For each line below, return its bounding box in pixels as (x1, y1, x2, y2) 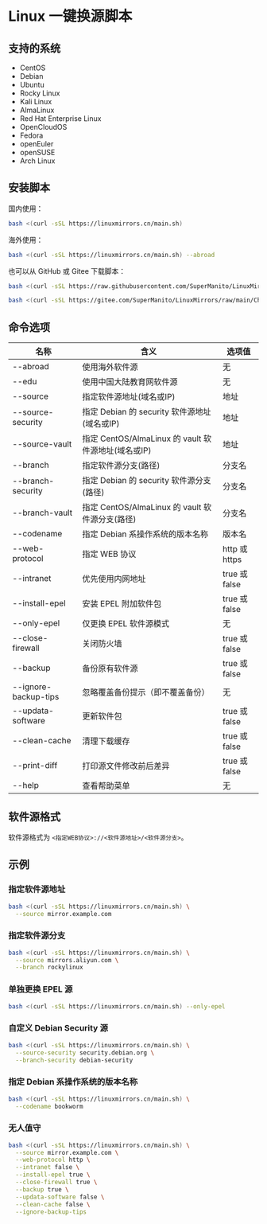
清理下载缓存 (82, 735, 130, 746)
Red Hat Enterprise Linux (19, 114, 102, 123)
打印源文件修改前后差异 (82, 761, 170, 772)
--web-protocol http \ (15, 1156, 91, 1164)
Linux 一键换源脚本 (8, 7, 133, 25)
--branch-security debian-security (15, 1056, 133, 1064)
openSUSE (19, 148, 56, 157)
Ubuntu (19, 80, 45, 89)
